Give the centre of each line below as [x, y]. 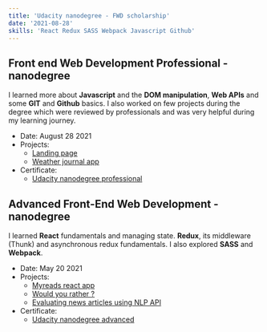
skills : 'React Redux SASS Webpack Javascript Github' [102, 30]
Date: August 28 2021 [56, 136]
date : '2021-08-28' [41, 23]
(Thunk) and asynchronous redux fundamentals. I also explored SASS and [131, 244]
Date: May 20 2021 [51, 268]
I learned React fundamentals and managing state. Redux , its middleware [129, 236]
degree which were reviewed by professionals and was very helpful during [131, 112]
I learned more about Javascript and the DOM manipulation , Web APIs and [133, 95]
